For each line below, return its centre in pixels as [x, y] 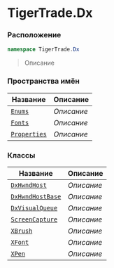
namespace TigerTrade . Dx [43, 50]
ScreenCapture [34, 219]
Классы [21, 155]
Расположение [34, 35]
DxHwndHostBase [36, 196]
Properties [29, 134]
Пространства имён [44, 81]
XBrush [22, 231]
